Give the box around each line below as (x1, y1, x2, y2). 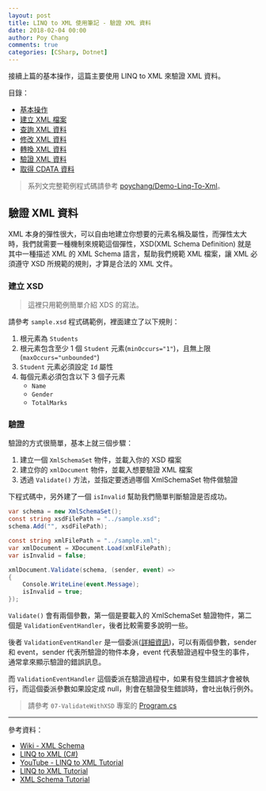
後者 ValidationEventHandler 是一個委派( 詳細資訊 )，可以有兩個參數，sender (8, 637, 257, 647)
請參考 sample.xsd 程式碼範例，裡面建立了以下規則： (8, 317, 180, 327)
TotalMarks (31, 399, 68, 407)
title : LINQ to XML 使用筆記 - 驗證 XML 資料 (8, 19, 152, 27)
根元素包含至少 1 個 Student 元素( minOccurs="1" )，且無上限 (19, 344, 211, 353)
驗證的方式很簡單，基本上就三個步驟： (8, 438, 133, 448)
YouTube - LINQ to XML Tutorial (19, 758, 124, 767)
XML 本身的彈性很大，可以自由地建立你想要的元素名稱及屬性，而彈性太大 (8, 229, 248, 239)
